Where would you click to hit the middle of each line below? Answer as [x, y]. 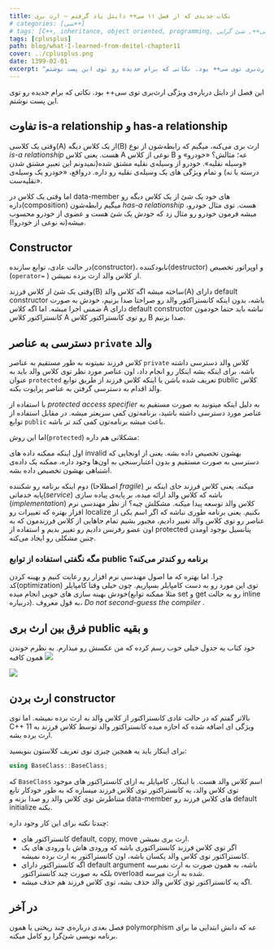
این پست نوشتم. [34, 100]
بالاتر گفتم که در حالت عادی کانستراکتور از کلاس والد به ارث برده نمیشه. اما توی [130, 718]
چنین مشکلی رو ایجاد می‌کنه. [52, 538]
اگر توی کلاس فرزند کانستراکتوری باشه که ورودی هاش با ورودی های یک [129, 847]
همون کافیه [26, 657]
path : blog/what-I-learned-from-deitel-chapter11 [95, 46]
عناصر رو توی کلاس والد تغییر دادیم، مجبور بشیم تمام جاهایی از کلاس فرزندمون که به [137, 520]
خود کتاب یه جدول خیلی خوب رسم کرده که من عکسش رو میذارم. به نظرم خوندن [132, 648]
